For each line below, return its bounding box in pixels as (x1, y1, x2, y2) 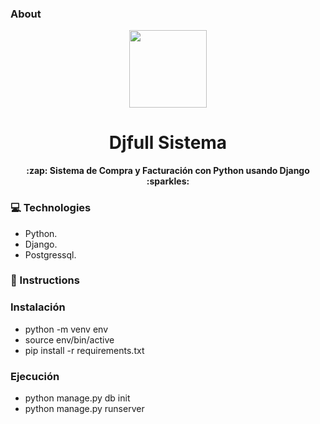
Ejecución (10, 369, 60, 383)
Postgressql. (24, 248, 77, 261)
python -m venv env (24, 323, 108, 335)
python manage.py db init (24, 392, 131, 404)
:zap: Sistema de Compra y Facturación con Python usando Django (26, 165, 310, 177)
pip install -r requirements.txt (24, 344, 145, 356)
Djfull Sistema (108, 132, 228, 154)
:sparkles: (146, 175, 190, 187)
